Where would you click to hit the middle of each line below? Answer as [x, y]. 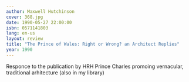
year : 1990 [19, 50]
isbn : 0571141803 [27, 28]
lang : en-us [21, 33]
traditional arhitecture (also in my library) [55, 72]
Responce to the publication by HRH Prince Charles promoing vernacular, [95, 66]
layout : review [25, 39]
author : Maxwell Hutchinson [41, 11]
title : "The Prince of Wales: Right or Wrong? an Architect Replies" [93, 45]
